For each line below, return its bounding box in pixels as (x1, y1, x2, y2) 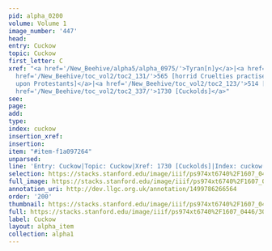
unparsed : (8, 155, 42, 163)
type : (8, 117, 27, 125)
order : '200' (8, 192, 53, 201)
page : (8, 102, 27, 110)
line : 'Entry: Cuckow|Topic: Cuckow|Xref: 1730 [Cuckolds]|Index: (8, 163, 237, 171)
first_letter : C (8, 57, 63, 66)
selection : (8, 170, 45, 178)
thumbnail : (8, 200, 45, 208)
